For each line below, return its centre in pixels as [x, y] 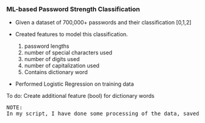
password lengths [47, 46]
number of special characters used [68, 53]
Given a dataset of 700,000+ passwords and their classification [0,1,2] [103, 23]
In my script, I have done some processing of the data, [93, 114]
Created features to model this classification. [71, 34]
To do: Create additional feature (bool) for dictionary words [80, 96]
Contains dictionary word [56, 72]
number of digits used [52, 59]
